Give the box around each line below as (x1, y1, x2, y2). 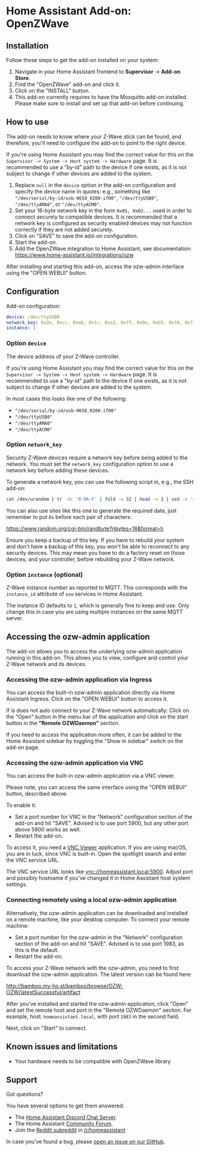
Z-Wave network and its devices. (6, 660, 87, 667)
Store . (14, 75, 31, 81)
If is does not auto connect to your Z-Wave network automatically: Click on (6, 707, 189, 714)
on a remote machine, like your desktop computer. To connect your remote (6, 916, 190, 923)
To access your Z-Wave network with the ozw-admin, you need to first (6, 964, 179, 971)
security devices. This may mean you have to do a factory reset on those (6, 549, 185, 556)
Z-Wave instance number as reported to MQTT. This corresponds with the (6, 584, 187, 591)
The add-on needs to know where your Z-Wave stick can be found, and (6, 133, 182, 140)
